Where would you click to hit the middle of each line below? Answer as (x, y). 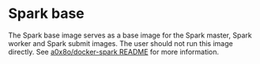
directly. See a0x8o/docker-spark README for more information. (114, 52)
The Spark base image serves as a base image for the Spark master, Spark (130, 35)
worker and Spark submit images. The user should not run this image (121, 43)
